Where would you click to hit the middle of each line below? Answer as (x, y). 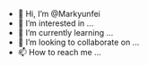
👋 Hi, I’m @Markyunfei (59, 14)
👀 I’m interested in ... (56, 23)
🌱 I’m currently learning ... (65, 33)
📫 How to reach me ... (59, 52)
